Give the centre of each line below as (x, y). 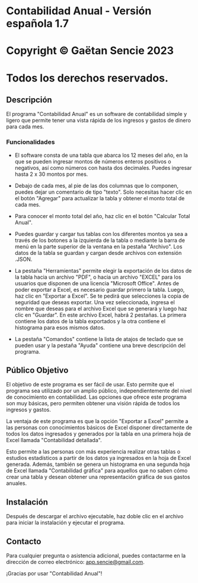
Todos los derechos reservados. (87, 78)
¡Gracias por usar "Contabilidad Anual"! (54, 573)
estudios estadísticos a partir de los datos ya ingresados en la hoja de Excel (99, 458)
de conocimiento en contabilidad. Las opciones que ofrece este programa (96, 397)
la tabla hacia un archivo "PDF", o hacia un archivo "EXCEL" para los (98, 277)
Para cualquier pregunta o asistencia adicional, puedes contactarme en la (96, 556)
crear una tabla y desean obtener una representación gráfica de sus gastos (98, 477)
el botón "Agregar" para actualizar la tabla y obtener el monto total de (100, 198)
